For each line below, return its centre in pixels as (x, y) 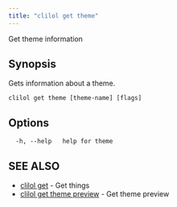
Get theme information (45, 39)
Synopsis (32, 64)
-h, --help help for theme (64, 142)
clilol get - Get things (55, 185)
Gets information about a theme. (62, 83)
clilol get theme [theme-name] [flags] (75, 98)
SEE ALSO (34, 166)
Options (29, 123)
